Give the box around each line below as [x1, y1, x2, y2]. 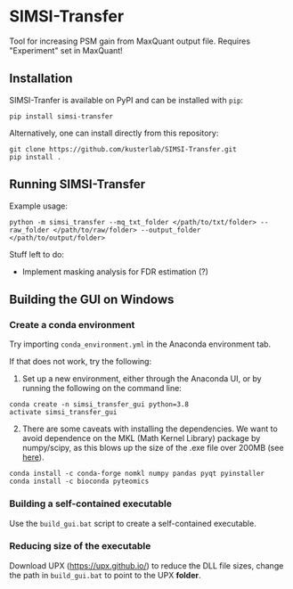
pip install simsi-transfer [9, 111, 114, 121]
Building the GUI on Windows [9, 291, 175, 307]
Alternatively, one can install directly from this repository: [9, 127, 219, 138]
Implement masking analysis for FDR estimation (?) [21, 266, 209, 277]
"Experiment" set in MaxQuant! [9, 45, 123, 55]
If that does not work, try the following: [9, 356, 152, 367]
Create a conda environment [9, 318, 135, 331]
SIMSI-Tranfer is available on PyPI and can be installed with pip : [9, 94, 243, 105]
